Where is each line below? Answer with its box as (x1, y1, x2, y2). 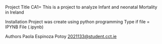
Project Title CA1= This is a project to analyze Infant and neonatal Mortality (5, 4, 158, 10)
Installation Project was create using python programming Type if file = (5, 19, 150, 24)
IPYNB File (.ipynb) (5, 24, 44, 30)
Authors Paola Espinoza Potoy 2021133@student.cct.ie (5, 34, 117, 39)
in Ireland (5, 9, 24, 15)
